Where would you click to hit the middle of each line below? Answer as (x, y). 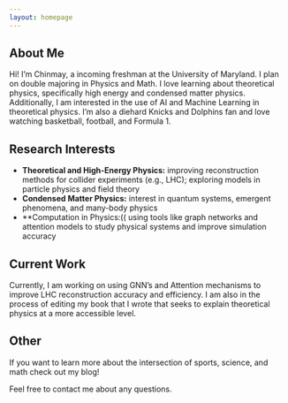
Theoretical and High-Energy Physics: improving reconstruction (140, 171)
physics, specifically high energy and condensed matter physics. (127, 93)
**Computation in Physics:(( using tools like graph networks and (140, 217)
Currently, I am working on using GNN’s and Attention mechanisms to (135, 285)
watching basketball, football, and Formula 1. (90, 121)
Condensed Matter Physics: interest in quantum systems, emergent (146, 199)
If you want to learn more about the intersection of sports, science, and (139, 362)
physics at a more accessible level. (73, 314)
